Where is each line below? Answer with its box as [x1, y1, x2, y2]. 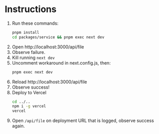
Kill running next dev [12, 54, 55, 60]
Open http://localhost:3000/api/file [12, 44, 84, 50]
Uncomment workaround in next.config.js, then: [12, 59, 111, 66]
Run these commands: [12, 20, 59, 26]
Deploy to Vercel [12, 89, 47, 95]
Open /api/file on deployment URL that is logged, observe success [12, 117, 154, 124]
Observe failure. [12, 49, 46, 55]
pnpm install [12, 30, 40, 35]
